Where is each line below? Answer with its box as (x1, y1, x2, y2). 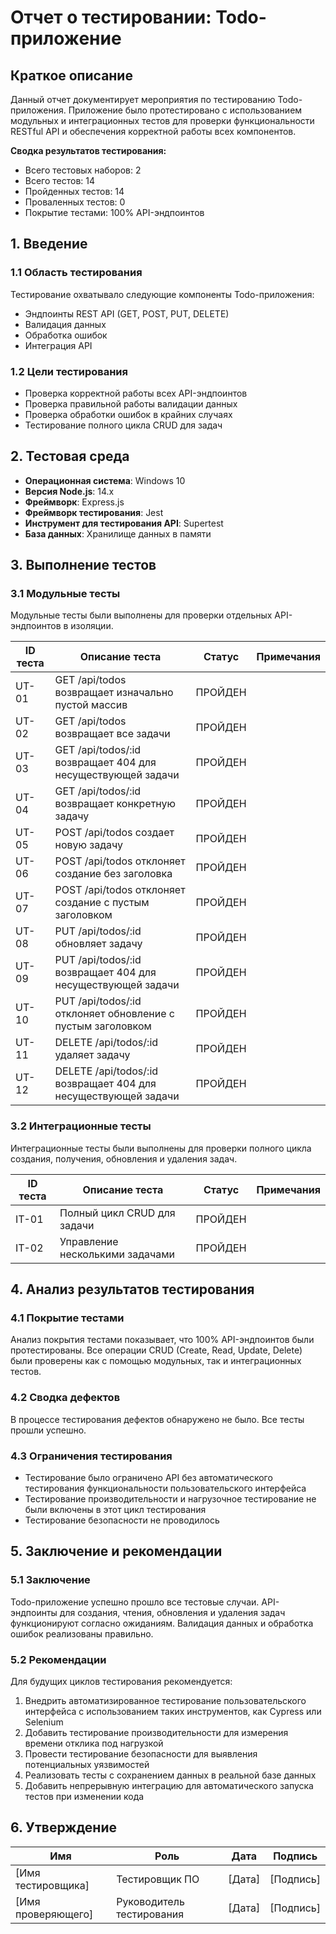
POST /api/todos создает (54, 826, 175, 840)
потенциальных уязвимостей (24, 1759, 150, 1771)
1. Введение (10, 236, 88, 253)
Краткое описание (10, 67, 133, 84)
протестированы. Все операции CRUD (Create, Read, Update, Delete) (10, 1344, 303, 1356)
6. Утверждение (10, 1819, 117, 1836)
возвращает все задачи (54, 727, 171, 741)
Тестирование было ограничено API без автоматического (24, 1472, 273, 1484)
